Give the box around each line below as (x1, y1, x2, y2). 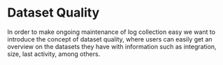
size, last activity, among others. (7, 50, 101, 58)
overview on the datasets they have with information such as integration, (7, 42, 217, 50)
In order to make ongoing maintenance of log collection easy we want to (7, 28, 215, 36)
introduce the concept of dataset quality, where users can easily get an (7, 35, 213, 43)
